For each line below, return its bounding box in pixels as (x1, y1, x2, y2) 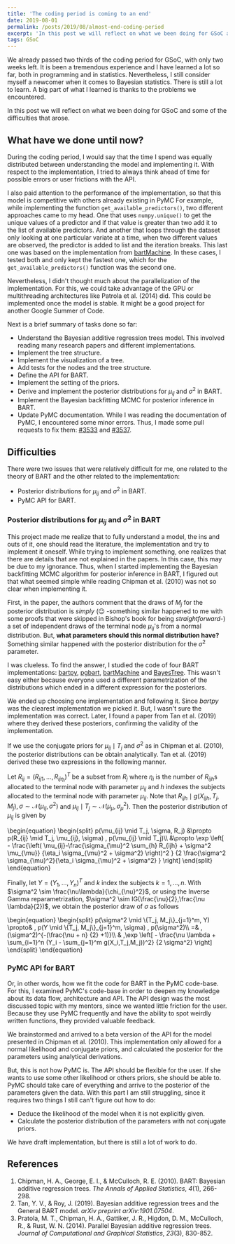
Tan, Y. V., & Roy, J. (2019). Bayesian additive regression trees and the (17, 1199, 219, 1208)
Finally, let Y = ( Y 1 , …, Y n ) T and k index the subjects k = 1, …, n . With (7, 877, 201, 889)
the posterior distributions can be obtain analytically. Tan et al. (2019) (7, 751, 207, 759)
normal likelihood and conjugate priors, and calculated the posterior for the (7, 1045, 224, 1053)
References (7, 1158, 59, 1170)
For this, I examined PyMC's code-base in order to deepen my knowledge (7, 986, 220, 995)
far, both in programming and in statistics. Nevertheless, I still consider (7, 71, 211, 79)
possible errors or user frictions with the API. (7, 175, 136, 183)
